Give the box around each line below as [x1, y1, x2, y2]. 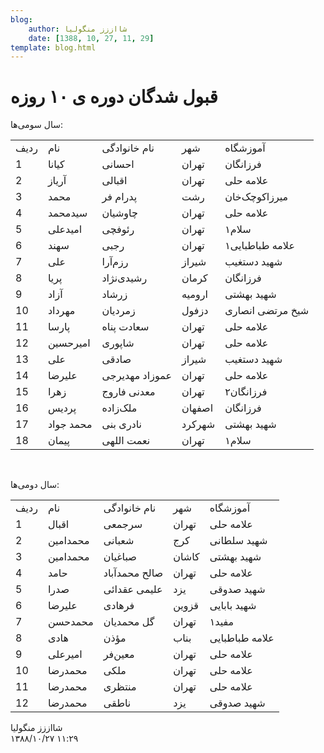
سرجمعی [103, 517, 143, 531]
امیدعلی [47, 222, 83, 236]
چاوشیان [101, 206, 138, 220]
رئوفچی [101, 222, 135, 236]
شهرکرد [181, 417, 216, 431]
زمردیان [101, 304, 136, 318]
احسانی [101, 157, 135, 171]
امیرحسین [47, 336, 91, 350]
